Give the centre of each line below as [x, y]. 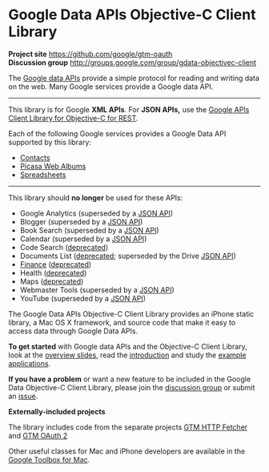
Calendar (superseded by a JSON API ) [83, 239]
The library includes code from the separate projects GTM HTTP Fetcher [128, 427]
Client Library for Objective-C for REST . [73, 118]
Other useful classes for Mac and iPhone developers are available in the [127, 451]
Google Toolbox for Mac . [49, 459]
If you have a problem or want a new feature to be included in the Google [129, 379]
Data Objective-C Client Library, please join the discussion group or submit [132, 387]
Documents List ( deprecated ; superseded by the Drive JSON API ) [128, 256]
